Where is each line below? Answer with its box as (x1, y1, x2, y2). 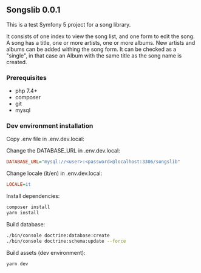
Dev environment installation (6, 122, 94, 130)
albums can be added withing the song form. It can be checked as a (6, 45, 177, 53)
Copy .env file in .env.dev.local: (6, 136, 84, 143)
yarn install (6, 210, 39, 216)
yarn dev (6, 260, 29, 267)
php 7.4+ (15, 87, 38, 94)
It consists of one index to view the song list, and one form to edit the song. (6, 33, 195, 40)
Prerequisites (6, 73, 47, 82)
